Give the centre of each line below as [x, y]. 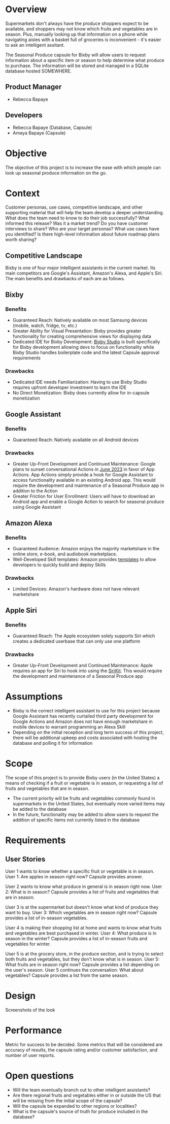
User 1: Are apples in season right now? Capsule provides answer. [74, 877]
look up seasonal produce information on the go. [56, 173]
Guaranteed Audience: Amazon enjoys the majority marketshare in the [86, 548]
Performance [34, 1030]
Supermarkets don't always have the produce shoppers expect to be [77, 23]
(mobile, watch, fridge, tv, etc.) [45, 325]
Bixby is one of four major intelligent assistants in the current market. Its [80, 268]
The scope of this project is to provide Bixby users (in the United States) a [82, 778]
